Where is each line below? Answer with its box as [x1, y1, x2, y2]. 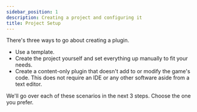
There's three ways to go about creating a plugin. [6, 37, 130, 44]
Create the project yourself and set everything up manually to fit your [15, 55, 188, 62]
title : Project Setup [6, 20, 61, 26]
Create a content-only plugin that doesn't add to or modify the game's [15, 68, 191, 75]
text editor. [15, 81, 42, 88]
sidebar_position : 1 [6, 8, 59, 15]
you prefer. [6, 99, 34, 106]
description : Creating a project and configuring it [6, 15, 142, 21]
